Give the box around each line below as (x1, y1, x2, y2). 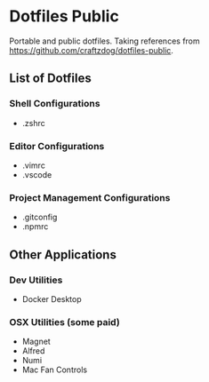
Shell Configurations (9, 98, 100, 110)
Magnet (21, 336, 51, 347)
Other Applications (9, 247, 117, 262)
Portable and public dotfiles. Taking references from (9, 36, 200, 46)
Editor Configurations (9, 139, 105, 152)
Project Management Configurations (9, 191, 171, 203)
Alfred (21, 346, 45, 356)
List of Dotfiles (9, 71, 92, 86)
